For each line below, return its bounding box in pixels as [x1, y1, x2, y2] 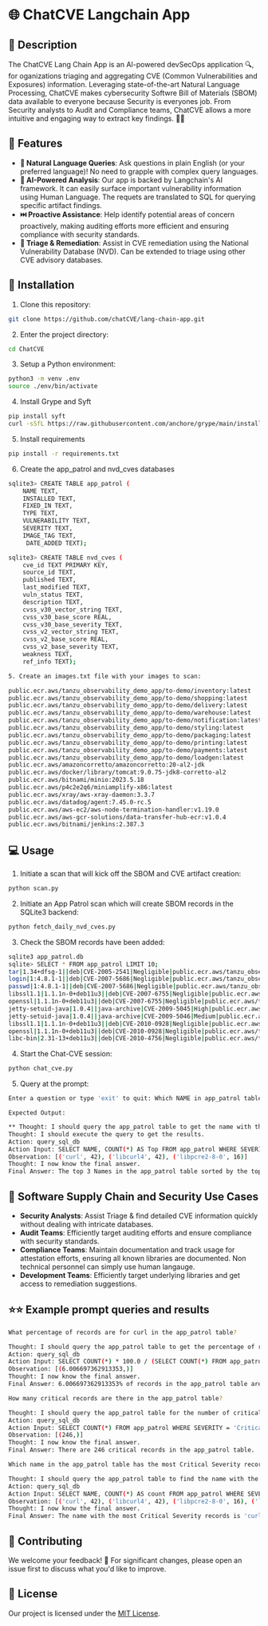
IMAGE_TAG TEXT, [22, 531, 77, 539]
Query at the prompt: [19, 1079, 89, 1089]
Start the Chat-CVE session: [19, 1049, 113, 1059]
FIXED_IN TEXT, [22, 502, 73, 510]
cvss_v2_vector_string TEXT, [22, 628, 120, 636]
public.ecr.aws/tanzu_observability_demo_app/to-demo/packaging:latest [8, 731, 251, 739]
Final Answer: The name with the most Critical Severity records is [8, 1512, 241, 1520]
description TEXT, [22, 598, 84, 606]
